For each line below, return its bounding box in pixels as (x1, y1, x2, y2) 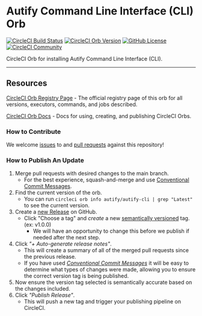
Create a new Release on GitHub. (14, 208, 97, 215)
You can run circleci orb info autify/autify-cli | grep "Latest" (23, 195, 193, 203)
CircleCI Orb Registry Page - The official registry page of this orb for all (6, 94, 183, 101)
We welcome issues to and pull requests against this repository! (6, 141, 164, 148)
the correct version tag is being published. (23, 273, 129, 280)
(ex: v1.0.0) (23, 221, 52, 229)
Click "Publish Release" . (14, 291, 75, 299)
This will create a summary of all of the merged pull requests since (23, 247, 189, 254)
